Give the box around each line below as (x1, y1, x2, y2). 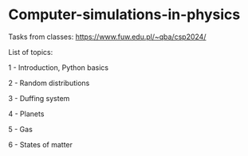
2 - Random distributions (8, 78, 90, 88)
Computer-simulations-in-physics (8, 6, 241, 24)
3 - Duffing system (8, 93, 70, 103)
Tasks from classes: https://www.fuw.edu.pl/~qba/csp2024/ (8, 32, 207, 41)
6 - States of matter (8, 139, 73, 149)
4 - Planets (8, 109, 45, 119)
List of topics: (8, 47, 53, 57)
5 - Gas (8, 124, 33, 134)
